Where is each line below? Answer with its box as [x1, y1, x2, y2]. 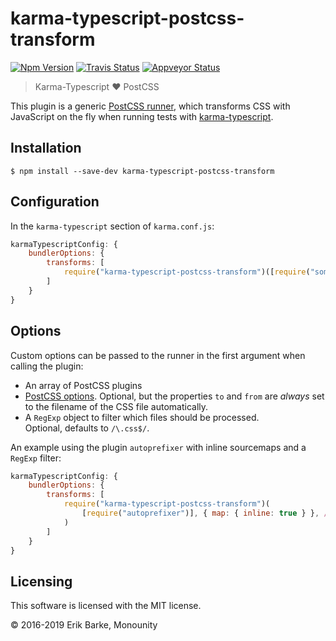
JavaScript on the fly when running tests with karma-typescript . [10, 110, 274, 122]
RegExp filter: [10, 452, 62, 464]
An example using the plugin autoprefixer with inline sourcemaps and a [10, 441, 307, 453]
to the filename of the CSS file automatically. [24, 400, 209, 412]
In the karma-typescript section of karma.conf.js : [10, 220, 215, 232]
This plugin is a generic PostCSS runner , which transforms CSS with [10, 100, 291, 112]
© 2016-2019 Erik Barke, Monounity [10, 619, 158, 631]
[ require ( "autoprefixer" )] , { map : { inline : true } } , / [81, 508, 329, 518]
